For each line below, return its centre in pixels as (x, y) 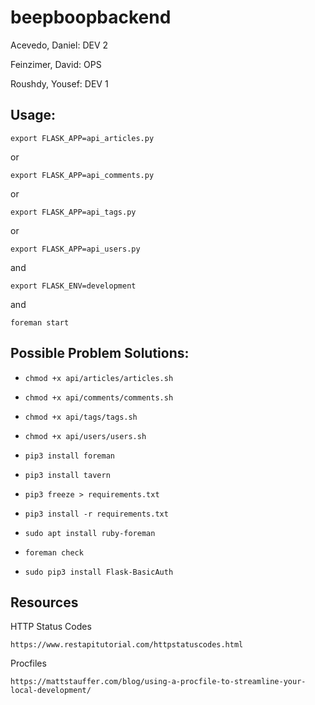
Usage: (33, 115)
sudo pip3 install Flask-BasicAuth (99, 572)
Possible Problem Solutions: (100, 353)
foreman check (54, 552)
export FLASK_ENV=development (73, 286)
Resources (44, 602)
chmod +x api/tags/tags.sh (81, 417)
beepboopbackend (91, 17)
